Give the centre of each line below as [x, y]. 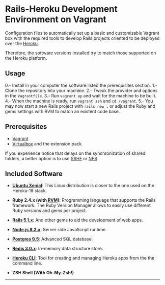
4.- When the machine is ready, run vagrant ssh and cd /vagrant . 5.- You [79, 101]
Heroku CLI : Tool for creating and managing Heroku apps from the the [83, 258]
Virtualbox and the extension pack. [47, 143]
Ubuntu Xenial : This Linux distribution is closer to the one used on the [83, 186]
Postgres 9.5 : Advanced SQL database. [53, 239]
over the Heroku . [22, 43]
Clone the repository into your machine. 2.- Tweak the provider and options [82, 90]
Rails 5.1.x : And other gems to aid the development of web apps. [78, 220]
